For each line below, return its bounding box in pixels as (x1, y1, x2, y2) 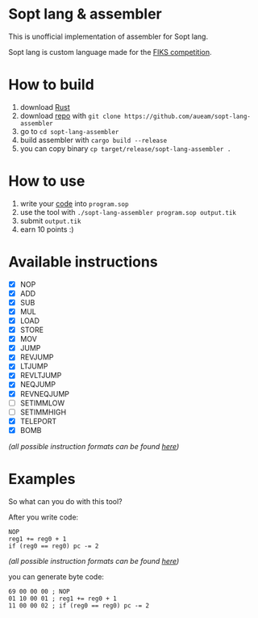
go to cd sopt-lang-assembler (19, 126, 119, 136)
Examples (8, 470, 76, 488)
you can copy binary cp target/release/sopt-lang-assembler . (19, 143, 231, 153)
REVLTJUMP (19, 371, 62, 380)
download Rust (19, 102, 70, 111)
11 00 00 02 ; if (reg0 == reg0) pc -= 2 (8, 601, 150, 610)
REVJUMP (19, 352, 54, 362)
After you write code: (8, 512, 79, 522)
